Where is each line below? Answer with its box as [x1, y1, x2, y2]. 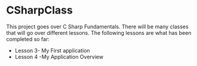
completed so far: [6, 35, 50, 42]
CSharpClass [6, 4, 73, 17]
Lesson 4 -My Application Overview [14, 53, 103, 60]
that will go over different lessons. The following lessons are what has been [6, 29, 192, 36]
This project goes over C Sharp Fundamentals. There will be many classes [6, 23, 189, 30]
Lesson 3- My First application [14, 47, 91, 54]
